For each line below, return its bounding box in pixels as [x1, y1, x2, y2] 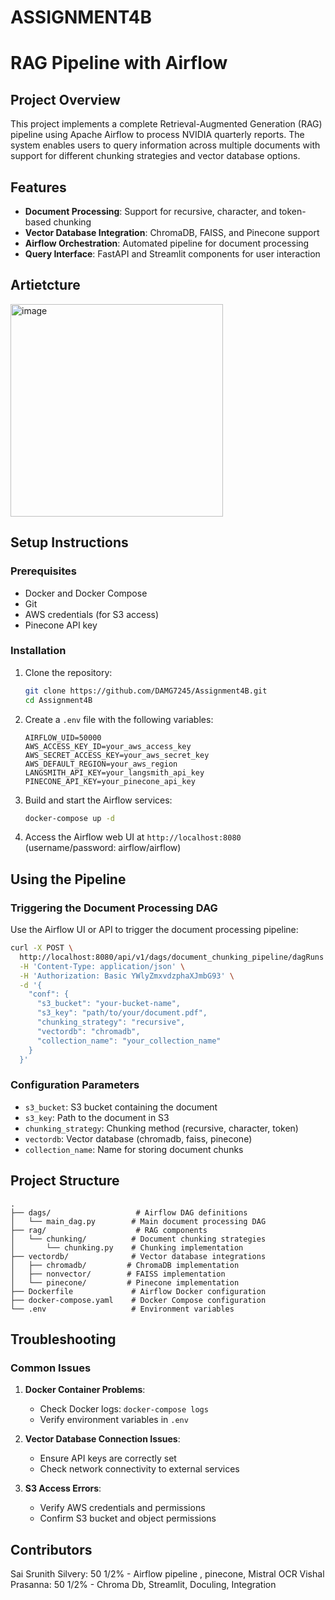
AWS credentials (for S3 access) [24, 608, 160, 620]
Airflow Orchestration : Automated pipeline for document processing [24, 237, 310, 249]
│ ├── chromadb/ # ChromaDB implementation [10, 1260, 240, 1270]
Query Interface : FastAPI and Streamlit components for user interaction [24, 248, 321, 260]
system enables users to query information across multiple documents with [10, 139, 321, 151]
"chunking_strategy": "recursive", [36, 1017, 186, 1028]
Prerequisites [10, 564, 77, 578]
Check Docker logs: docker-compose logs [39, 1403, 209, 1415]
